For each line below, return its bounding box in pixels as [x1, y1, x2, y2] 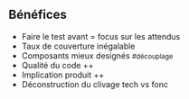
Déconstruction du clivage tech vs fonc [21, 78, 169, 89]
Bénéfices [8, 7, 67, 22]
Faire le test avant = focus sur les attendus [21, 31, 181, 41]
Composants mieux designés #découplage [21, 49, 174, 61]
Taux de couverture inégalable [21, 40, 136, 51]
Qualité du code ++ [21, 59, 94, 70]
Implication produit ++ [21, 69, 105, 80]
